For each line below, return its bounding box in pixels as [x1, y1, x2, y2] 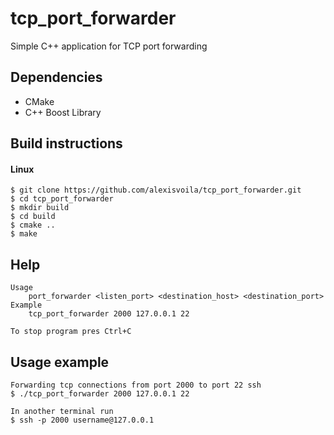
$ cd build [10, 212, 56, 222]
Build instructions [10, 135, 123, 152]
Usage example [10, 353, 110, 371]
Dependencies [10, 69, 103, 86]
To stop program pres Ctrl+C [10, 327, 132, 337]
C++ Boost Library [24, 106, 102, 118]
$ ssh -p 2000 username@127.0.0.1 [10, 415, 155, 425]
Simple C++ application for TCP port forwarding [10, 40, 208, 52]
